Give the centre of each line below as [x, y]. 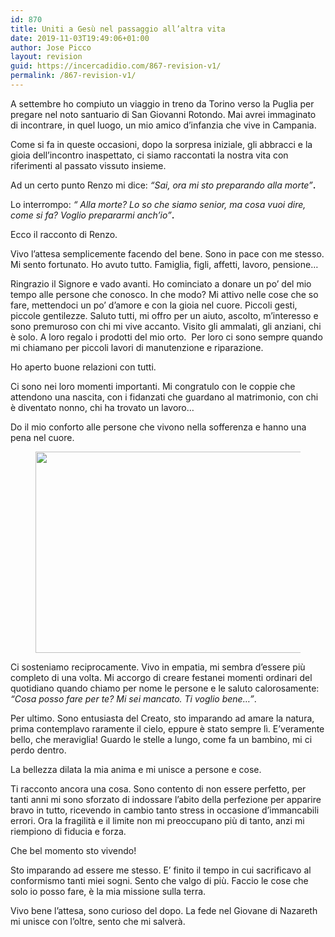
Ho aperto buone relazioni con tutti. [83, 367]
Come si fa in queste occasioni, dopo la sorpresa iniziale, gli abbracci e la [161, 144]
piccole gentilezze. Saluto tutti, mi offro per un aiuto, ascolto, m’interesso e [164, 315]
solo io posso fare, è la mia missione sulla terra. [108, 891]
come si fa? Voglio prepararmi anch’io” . [92, 215]
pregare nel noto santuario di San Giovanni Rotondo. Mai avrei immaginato [163, 114]
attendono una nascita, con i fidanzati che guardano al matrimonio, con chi [164, 397]
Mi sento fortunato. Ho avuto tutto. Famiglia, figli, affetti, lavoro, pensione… [164, 264]
